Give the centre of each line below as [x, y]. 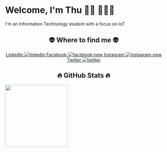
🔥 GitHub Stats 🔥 [84, 76]
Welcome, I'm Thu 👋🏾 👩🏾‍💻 [60, 10]
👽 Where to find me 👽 [84, 40]
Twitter [74, 60]
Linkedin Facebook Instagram [65, 55]
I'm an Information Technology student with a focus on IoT [65, 24]
